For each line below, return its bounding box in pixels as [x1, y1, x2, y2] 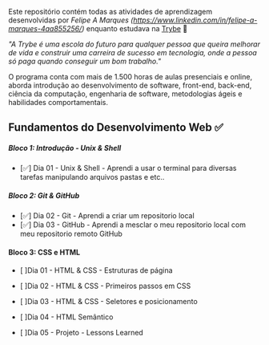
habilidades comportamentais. [8, 98, 109, 107]
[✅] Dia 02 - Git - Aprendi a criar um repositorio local [19, 211, 195, 221]
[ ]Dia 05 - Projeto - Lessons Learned [19, 327, 144, 337]
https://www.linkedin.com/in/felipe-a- [133, 15, 258, 25]
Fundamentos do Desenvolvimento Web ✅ [8, 120, 224, 135]
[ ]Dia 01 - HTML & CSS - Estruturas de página [19, 265, 174, 275]
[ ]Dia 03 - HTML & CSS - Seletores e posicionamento [19, 296, 198, 306]
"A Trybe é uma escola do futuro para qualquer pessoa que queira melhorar [8, 39, 260, 49]
